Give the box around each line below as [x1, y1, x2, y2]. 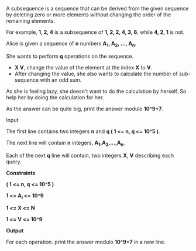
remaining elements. [6, 18, 56, 24]
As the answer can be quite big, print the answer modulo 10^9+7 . [6, 105, 164, 112]
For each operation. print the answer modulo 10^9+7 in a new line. [6, 239, 166, 246]
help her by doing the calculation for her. [6, 93, 104, 101]
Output [6, 227, 24, 234]
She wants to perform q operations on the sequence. [6, 53, 134, 60]
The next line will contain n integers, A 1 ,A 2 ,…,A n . [6, 139, 125, 148]
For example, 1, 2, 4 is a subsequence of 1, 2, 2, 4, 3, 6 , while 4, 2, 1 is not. [6, 29, 185, 36]
